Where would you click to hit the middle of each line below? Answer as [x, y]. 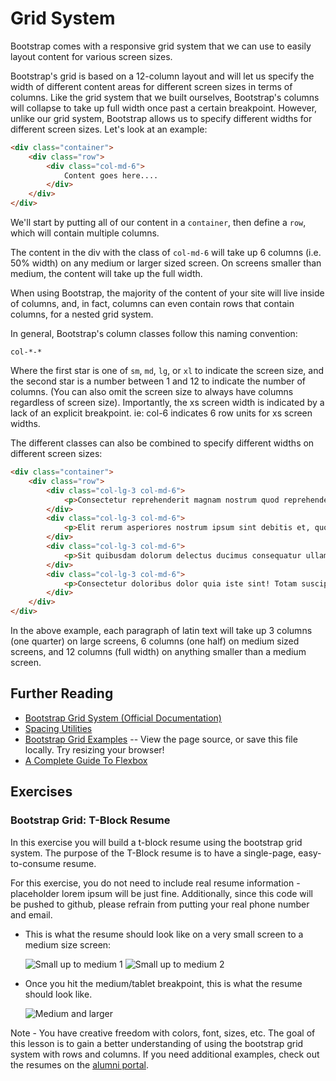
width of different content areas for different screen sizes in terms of [151, 86]
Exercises [41, 792]
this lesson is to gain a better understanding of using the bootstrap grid [157, 1043]
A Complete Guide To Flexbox [86, 760]
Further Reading [62, 693]
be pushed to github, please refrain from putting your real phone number [160, 904]
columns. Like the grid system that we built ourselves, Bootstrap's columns [165, 97]
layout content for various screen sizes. [91, 56]
